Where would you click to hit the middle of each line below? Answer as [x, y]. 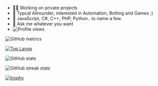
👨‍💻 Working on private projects [45, 8]
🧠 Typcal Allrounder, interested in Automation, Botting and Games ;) [83, 13]
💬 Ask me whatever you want [43, 24]
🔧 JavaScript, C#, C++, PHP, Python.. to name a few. [67, 18]
